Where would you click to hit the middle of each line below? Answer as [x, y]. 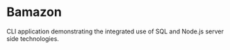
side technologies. [33, 38]
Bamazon [34, 12]
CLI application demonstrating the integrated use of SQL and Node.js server [115, 31]
